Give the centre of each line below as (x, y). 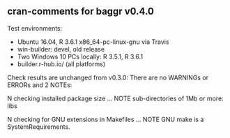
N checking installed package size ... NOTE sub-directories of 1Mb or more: (116, 98)
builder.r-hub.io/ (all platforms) (61, 64)
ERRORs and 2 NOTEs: (40, 85)
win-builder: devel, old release (61, 49)
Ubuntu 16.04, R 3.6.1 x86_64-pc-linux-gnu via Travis (93, 42)
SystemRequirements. (39, 127)
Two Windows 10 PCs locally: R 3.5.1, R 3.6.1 (80, 56)
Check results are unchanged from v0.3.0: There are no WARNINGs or (108, 77)
